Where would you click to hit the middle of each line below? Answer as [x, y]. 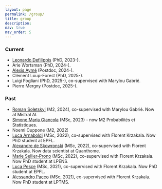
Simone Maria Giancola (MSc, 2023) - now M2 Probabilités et [73, 120]
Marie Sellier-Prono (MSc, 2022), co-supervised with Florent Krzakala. [83, 156]
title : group [18, 19]
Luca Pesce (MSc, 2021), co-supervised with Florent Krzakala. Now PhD [85, 166]
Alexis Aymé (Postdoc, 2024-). [43, 70]
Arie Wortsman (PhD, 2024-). [41, 65]
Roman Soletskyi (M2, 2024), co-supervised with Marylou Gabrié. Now [83, 109]
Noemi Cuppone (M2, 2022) [40, 130]
